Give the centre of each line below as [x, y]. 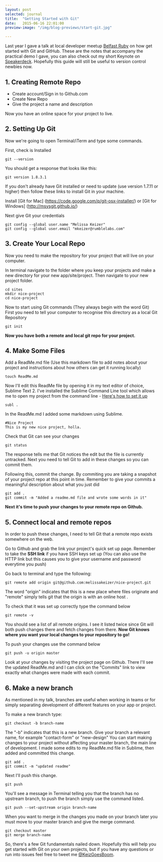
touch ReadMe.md [21, 377]
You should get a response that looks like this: [51, 168]
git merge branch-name [28, 835]
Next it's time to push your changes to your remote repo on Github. [74, 507]
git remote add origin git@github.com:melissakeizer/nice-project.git [78, 583]
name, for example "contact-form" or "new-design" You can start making [79, 737]
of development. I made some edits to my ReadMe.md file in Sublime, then [80, 748]
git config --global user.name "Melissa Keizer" [55, 224]
